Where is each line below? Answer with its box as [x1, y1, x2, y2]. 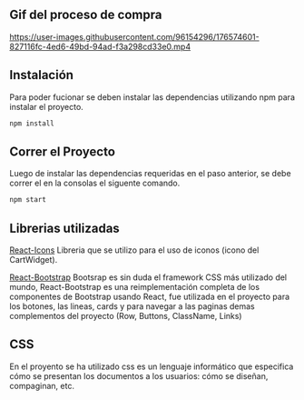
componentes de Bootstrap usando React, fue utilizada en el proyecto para [9, 291, 290, 302]
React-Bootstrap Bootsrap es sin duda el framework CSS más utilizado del [9, 272, 288, 283]
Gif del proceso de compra [9, 7, 162, 23]
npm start [9, 195, 47, 205]
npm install [9, 118, 54, 128]
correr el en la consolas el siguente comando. [9, 177, 181, 189]
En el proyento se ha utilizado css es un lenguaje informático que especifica [9, 361, 294, 372]
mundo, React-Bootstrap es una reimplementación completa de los [9, 282, 260, 292]
